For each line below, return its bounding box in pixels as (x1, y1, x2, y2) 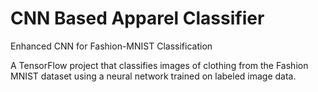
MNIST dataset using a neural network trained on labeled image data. (10, 70, 297, 82)
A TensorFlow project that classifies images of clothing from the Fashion (10, 59, 309, 71)
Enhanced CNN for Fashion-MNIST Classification (10, 40, 213, 52)
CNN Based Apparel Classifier (10, 7, 265, 30)
